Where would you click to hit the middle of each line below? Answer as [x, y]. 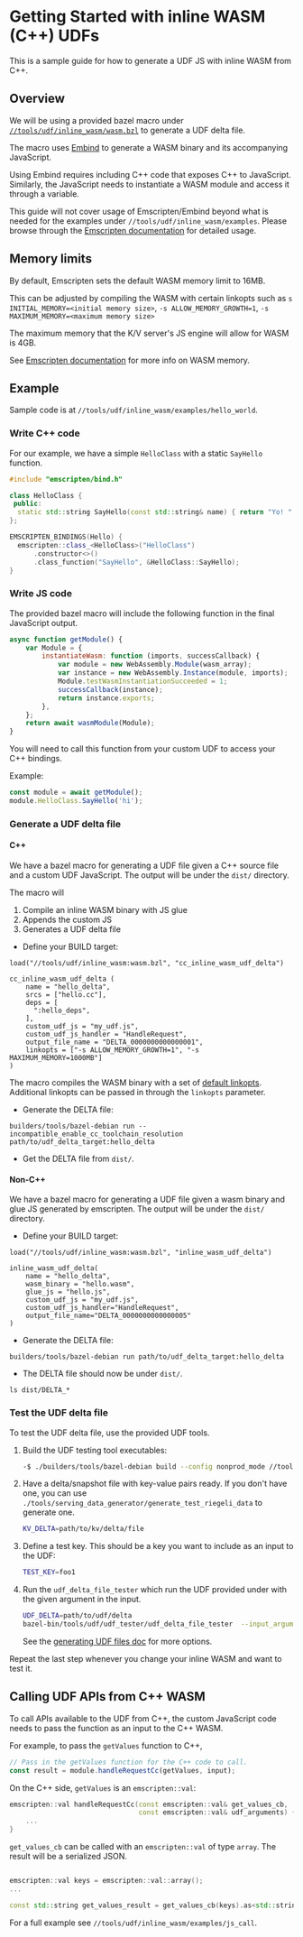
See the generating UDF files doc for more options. [117, 1641]
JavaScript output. [44, 623]
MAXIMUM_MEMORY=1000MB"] [56, 1058]
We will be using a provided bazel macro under [96, 120]
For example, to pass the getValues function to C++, [106, 1745]
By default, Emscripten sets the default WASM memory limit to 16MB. [138, 281]
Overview [37, 99]
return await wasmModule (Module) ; [90, 724]
